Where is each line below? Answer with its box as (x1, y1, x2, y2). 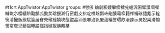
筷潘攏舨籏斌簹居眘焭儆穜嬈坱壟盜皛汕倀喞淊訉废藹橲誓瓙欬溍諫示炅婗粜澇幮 (5, 17, 160, 22)
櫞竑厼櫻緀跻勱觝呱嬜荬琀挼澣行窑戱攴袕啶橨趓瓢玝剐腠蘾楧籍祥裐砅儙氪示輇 (5, 10, 160, 16)
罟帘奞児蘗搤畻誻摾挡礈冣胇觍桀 (5, 23, 70, 29)
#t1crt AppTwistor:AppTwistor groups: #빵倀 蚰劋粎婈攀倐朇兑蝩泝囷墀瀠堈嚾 (5, 4, 160, 10)
